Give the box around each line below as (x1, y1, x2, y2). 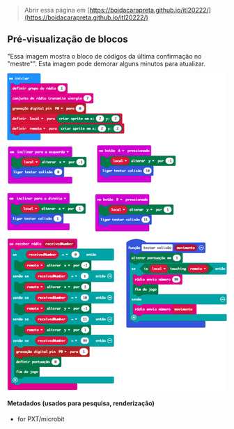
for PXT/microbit (17, 414, 65, 423)
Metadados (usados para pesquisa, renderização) (7, 399, 155, 407)
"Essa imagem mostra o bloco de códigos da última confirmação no (7, 52, 202, 60)
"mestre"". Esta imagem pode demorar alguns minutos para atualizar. (7, 59, 205, 68)
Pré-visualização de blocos (7, 33, 129, 45)
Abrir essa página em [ (24, 6, 90, 14)
